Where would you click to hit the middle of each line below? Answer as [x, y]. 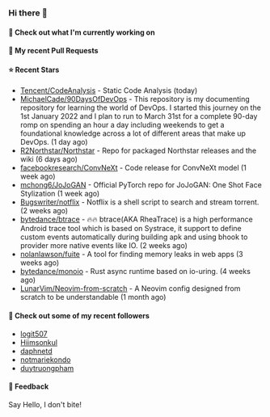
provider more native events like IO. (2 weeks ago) [103, 246]
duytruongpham [47, 368]
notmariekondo [45, 360]
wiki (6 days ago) [49, 159]
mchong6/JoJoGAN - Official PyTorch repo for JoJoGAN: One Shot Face [141, 185]
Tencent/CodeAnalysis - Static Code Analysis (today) [109, 91]
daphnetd [36, 351]
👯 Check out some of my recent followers [79, 315]
